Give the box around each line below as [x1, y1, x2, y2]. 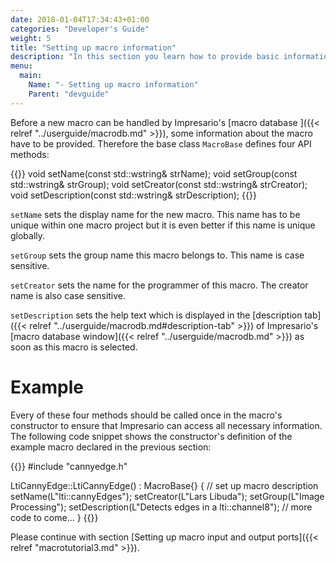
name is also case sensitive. [10, 289, 127, 301]
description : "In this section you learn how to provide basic [10, 52, 280, 62]
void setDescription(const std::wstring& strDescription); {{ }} [10, 189, 257, 201]
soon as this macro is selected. [10, 341, 138, 353]
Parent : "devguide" [28, 89, 110, 99]
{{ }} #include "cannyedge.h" [10, 460, 128, 472]
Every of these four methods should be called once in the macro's [10, 409, 283, 421]
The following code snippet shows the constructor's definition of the [10, 430, 293, 442]
